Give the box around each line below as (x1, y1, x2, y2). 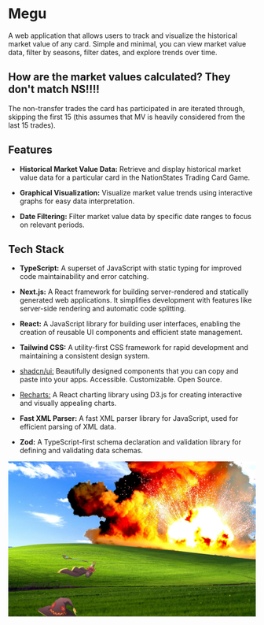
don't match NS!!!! (8, 83, 100, 96)
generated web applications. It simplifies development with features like (19, 296, 252, 305)
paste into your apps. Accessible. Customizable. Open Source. (19, 375, 222, 385)
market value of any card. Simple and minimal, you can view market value (8, 39, 247, 48)
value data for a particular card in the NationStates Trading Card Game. (19, 173, 251, 182)
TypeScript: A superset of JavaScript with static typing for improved (19, 263, 242, 273)
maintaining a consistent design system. (19, 352, 150, 361)
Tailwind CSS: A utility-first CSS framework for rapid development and (19, 343, 249, 352)
